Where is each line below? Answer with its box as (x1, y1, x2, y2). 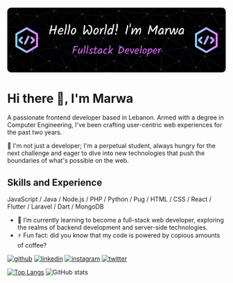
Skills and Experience (7, 177, 103, 188)
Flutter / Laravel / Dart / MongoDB (7, 202, 104, 211)
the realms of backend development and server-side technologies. (17, 223, 208, 232)
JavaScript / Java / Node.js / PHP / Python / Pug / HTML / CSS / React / (7, 195, 212, 204)
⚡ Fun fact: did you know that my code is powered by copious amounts (17, 231, 221, 240)
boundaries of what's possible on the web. (7, 156, 130, 165)
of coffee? (17, 241, 47, 250)
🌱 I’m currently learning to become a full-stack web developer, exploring (17, 216, 224, 225)
